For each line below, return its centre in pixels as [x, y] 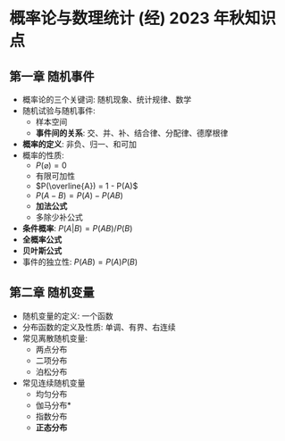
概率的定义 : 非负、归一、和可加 [79, 144]
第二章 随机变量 [52, 292]
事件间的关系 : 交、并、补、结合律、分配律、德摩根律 [132, 133]
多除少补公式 [59, 217]
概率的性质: [43, 155]
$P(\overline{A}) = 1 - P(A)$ [87, 186]
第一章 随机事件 [52, 76]
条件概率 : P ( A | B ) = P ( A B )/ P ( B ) [77, 228]
